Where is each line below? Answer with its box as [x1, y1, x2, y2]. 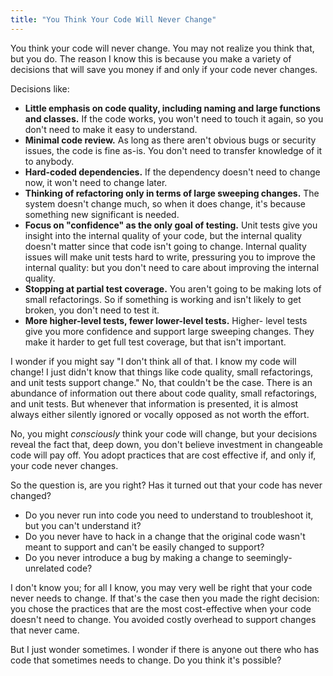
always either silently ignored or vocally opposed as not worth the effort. [10, 408, 310, 420]
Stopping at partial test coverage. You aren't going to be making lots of [24, 282, 322, 295]
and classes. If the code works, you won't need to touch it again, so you [24, 112, 324, 125]
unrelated [24, 562, 65, 574]
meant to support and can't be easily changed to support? [24, 541, 265, 553]
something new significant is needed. [24, 208, 180, 220]
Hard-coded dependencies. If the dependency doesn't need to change [24, 166, 321, 178]
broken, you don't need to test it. [24, 304, 160, 316]
